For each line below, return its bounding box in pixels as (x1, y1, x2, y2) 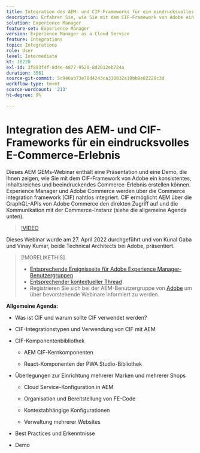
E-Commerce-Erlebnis (6, 148, 121, 162)
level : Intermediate (6, 53, 58, 59)
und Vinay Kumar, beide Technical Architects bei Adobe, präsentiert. (6, 242, 175, 249)
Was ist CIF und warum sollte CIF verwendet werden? (14, 314, 147, 321)
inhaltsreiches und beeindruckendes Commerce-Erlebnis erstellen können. (6, 180, 191, 188)
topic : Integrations (6, 42, 58, 48)
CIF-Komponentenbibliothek (14, 337, 85, 344)
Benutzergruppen (29, 271, 74, 278)
